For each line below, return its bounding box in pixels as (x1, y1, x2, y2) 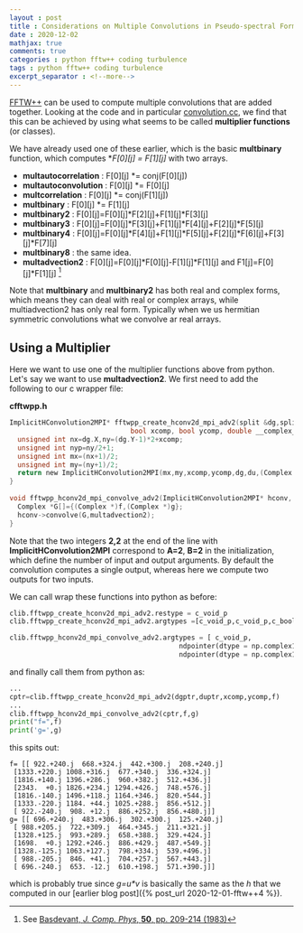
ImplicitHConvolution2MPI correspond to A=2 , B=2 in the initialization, (9, 545, 275, 555)
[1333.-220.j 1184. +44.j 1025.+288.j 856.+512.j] (13, 799, 212, 808)
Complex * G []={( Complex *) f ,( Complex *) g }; (17, 502, 183, 511)
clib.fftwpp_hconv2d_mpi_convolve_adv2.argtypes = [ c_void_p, (9, 633, 252, 642)
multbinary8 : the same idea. (22, 247, 133, 257)
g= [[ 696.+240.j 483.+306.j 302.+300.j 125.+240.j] (9, 815, 224, 825)
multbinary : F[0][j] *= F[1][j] (22, 199, 131, 210)
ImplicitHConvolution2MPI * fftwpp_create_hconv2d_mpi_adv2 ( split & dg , (9, 418, 280, 427)
